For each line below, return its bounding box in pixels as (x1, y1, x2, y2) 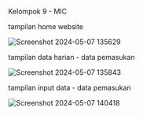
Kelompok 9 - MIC (8, 7, 68, 16)
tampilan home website (8, 22, 84, 31)
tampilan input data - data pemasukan (8, 83, 131, 92)
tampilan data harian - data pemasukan (8, 53, 135, 61)
